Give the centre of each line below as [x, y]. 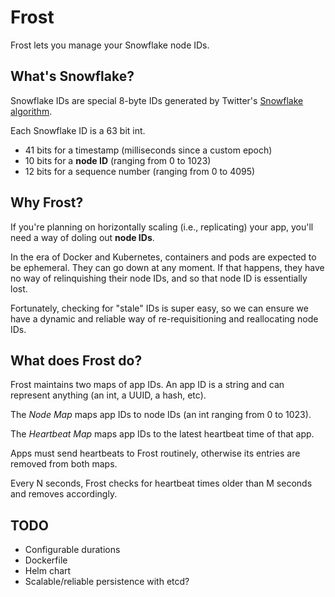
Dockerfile [46, 560]
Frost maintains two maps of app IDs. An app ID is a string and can [147, 385]
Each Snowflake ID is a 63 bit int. [78, 130]
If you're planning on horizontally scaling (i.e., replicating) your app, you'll [162, 227]
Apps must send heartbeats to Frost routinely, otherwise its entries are [155, 453]
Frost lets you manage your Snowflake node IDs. [110, 45]
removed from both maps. [64, 464]
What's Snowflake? [72, 76]
